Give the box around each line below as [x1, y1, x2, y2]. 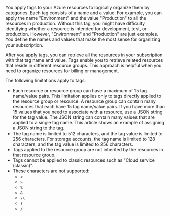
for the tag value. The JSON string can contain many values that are [12, 114, 155, 120]
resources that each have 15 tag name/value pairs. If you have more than [12, 104, 165, 109]
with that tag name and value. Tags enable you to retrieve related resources [5, 57, 163, 63]
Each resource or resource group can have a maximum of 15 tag [12, 88, 147, 93]
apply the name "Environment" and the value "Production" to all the [5, 15, 146, 21]
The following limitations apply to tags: [5, 78, 86, 83]
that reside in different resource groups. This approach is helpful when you [5, 63, 162, 68]
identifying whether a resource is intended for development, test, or [5, 26, 147, 32]
